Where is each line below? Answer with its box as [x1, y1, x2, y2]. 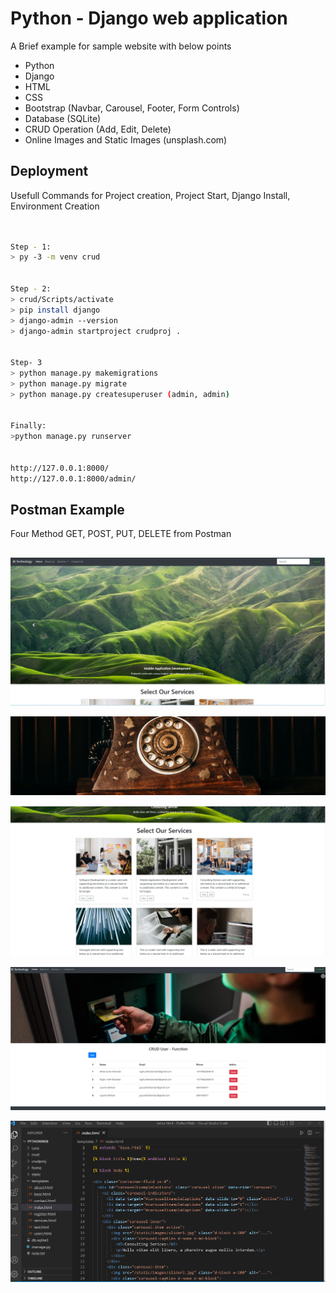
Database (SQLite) [24, 112, 102, 124]
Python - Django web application [10, 7, 288, 30]
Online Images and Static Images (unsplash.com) [24, 133, 228, 146]
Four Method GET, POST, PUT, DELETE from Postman [10, 528, 232, 540]
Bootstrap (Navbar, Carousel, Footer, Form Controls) [24, 102, 240, 114]
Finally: [10, 421, 47, 431]
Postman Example [10, 502, 125, 519]
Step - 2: [10, 284, 52, 294]
